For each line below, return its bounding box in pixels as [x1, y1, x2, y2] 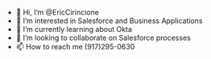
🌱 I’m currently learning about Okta [15, 25, 133, 33]
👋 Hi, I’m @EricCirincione [15, 8, 99, 17]
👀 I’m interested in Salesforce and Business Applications [15, 16, 203, 26]
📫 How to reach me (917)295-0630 [15, 42, 135, 51]
